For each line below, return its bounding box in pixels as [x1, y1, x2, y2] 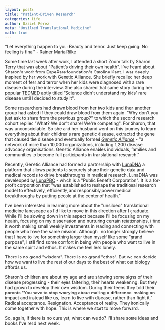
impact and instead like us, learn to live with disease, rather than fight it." [5, 295, 153, 301]
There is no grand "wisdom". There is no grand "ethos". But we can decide [5, 254, 157, 259]
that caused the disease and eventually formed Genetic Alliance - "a [5, 136, 144, 142]
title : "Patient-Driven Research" [5, 12, 76, 17]
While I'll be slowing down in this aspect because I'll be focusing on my [5, 213, 150, 219]
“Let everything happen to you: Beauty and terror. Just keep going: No [5, 44, 148, 49]
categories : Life [5, 16, 41, 21]
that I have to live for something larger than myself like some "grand [5, 234, 143, 240]
